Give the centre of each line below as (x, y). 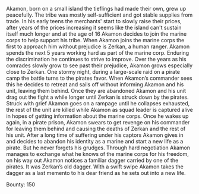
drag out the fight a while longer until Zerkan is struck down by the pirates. (97, 97)
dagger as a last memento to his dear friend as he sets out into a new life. (96, 173)
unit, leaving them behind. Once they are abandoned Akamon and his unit (96, 91)
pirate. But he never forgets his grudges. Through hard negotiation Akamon (98, 148)
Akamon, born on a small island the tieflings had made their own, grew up (96, 9)
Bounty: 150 (21, 184)
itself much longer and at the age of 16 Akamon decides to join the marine (97, 34)
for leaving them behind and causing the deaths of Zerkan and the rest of (96, 129)
